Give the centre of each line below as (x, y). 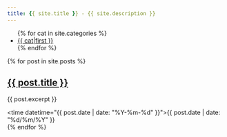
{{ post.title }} (38, 83)
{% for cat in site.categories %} (62, 33)
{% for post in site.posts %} (47, 61)
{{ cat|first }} (35, 40)
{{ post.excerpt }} (32, 99)
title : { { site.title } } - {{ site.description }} (81, 13)
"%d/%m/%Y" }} (31, 120)
